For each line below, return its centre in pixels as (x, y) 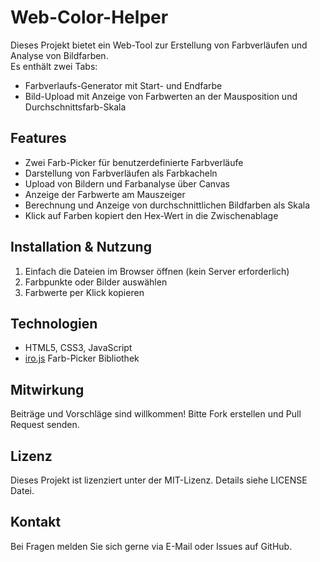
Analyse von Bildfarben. (59, 55)
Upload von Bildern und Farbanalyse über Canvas (127, 183)
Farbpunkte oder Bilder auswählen (96, 282)
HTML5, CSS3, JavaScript (78, 348)
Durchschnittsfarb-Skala (75, 107)
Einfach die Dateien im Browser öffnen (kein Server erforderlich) (157, 271)
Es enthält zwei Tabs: (54, 66)
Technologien (54, 323)
